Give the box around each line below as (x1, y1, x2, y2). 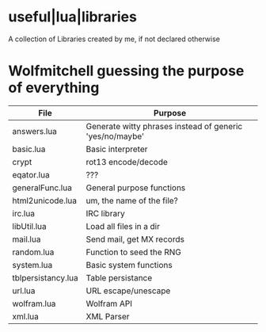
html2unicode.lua (12, 195, 78, 206)
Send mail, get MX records (85, 234, 184, 245)
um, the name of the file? (85, 195, 178, 206)
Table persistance (85, 272, 153, 283)
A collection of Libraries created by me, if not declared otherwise (8, 34, 220, 44)
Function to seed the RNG (85, 246, 182, 258)
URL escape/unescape (85, 285, 171, 296)
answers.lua (12, 125, 58, 136)
